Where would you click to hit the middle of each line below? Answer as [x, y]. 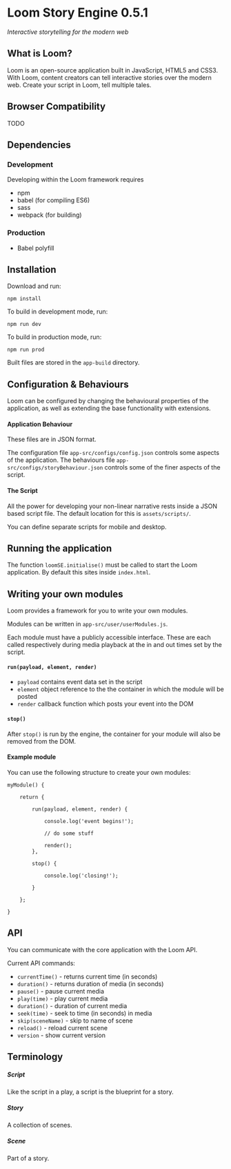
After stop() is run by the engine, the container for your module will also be [114, 734]
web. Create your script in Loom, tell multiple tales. [79, 85]
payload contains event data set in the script [80, 682]
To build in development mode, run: [58, 311]
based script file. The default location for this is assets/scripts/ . [99, 513]
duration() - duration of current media [72, 1005]
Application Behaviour [40, 424]
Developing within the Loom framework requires [76, 180]
